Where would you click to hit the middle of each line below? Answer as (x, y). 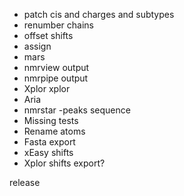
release (25, 182)
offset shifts (48, 35)
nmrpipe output (56, 78)
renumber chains (58, 25)
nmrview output (56, 67)
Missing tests (51, 120)
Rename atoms (54, 131)
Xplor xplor (47, 88)
